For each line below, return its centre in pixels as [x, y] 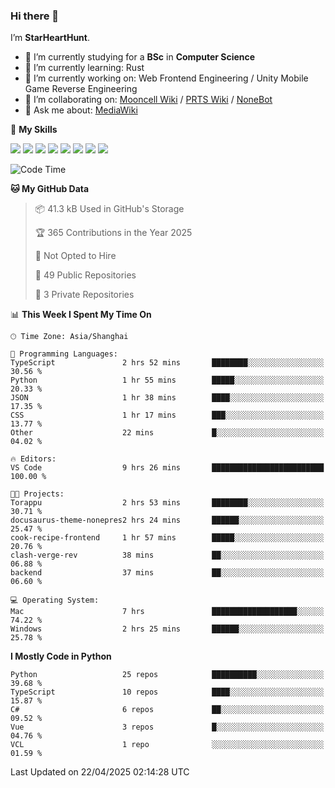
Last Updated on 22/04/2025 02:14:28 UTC [100, 772]
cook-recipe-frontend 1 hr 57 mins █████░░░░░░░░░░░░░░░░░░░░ [167, 538]
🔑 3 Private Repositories [84, 295]
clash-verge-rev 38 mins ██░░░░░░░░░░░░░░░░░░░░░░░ [167, 555]
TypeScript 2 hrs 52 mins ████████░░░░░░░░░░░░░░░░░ [167, 363]
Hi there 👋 [35, 16]
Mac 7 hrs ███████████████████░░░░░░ [167, 612]
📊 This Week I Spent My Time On [81, 315]
